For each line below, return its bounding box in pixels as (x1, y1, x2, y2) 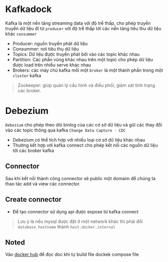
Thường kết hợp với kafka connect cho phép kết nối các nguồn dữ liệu (12, 142, 158, 148)
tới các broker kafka (12, 147, 54, 154)
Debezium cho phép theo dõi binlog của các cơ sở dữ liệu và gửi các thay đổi (5, 121, 162, 127)
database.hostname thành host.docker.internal (17, 223, 116, 229)
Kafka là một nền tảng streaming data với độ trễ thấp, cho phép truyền (5, 20, 151, 26)
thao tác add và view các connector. (5, 181, 80, 187)
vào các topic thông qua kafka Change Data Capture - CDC (5, 127, 126, 133)
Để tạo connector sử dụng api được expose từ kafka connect (12, 208, 139, 214)
